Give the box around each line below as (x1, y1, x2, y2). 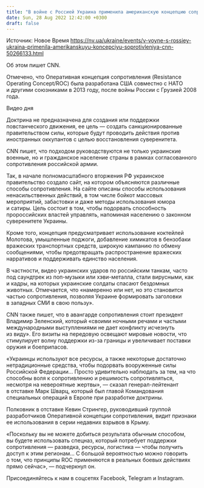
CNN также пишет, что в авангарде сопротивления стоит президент (6, 311, 183, 318)
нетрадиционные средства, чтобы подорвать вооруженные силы (6, 361, 177, 369)
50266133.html (6, 50, 44, 57)
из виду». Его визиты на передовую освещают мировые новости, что (6, 330, 187, 338)
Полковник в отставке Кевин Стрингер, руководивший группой (6, 406, 171, 413)
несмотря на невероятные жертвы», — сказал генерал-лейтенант (6, 381, 179, 388)
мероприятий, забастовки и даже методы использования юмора (6, 198, 176, 206)
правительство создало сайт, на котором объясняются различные (6, 179, 180, 186)
